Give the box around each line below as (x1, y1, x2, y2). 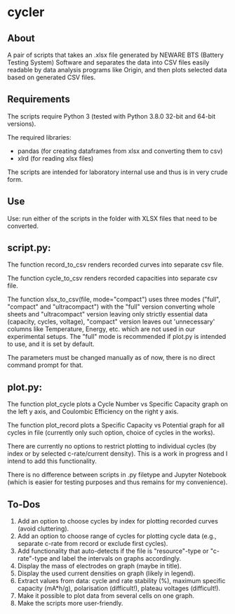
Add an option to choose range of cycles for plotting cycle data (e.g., (17, 532, 217, 540)
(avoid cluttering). (17, 524, 69, 533)
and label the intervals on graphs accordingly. (48, 554, 182, 563)
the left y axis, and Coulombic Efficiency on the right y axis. (7, 408, 179, 416)
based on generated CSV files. (7, 73, 96, 81)
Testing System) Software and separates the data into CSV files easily (7, 58, 210, 67)
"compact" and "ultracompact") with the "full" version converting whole (7, 302, 215, 311)
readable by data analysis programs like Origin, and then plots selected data (7, 66, 227, 74)
